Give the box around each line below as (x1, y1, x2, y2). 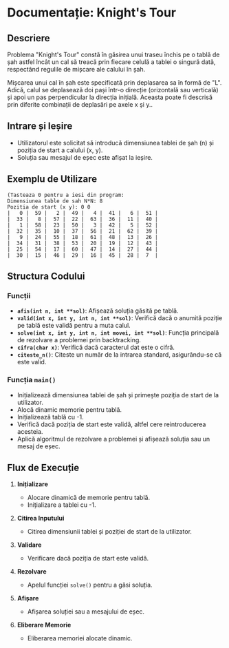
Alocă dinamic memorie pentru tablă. (17, 405, 122, 414)
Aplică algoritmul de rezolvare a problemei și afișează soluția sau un (17, 435, 210, 443)
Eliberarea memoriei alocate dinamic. (27, 634, 133, 642)
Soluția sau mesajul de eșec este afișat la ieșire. (17, 153, 153, 161)
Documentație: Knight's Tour (7, 5, 177, 21)
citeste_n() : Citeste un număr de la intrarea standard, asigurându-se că (17, 351, 222, 359)
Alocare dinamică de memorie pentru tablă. (27, 494, 150, 502)
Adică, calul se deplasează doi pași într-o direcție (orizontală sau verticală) (7, 86, 219, 94)
